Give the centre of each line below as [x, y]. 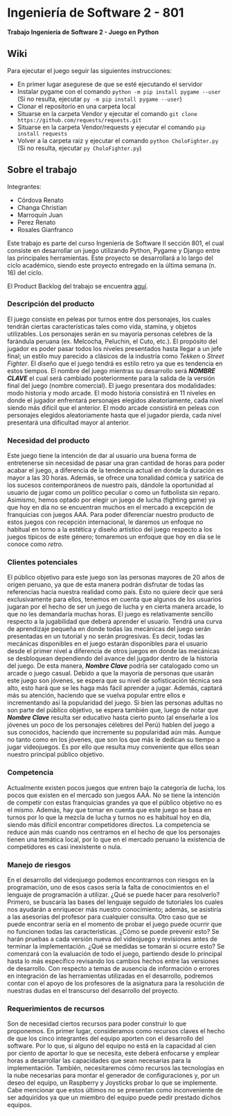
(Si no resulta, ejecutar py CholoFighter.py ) [79, 148]
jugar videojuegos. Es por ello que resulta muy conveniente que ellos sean [113, 747]
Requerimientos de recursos [56, 1008]
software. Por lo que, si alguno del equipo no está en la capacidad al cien [111, 1046]
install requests [42, 133]
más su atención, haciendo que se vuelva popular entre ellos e [96, 696]
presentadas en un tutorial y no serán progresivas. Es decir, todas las [106, 637]
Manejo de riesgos [39, 864]
